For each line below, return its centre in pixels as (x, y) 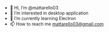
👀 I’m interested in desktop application (49, 13)
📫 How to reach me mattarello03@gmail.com (57, 24)
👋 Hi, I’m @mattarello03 (34, 8)
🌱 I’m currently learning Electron (43, 18)
